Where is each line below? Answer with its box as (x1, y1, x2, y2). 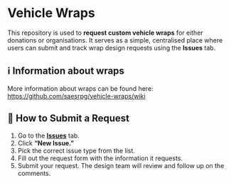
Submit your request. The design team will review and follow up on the (17, 161, 225, 170)
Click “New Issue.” (17, 138, 75, 147)
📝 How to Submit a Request (7, 112, 130, 125)
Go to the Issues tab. (17, 131, 80, 140)
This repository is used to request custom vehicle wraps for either (7, 28, 204, 37)
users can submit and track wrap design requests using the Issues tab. (7, 43, 216, 52)
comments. (17, 169, 51, 177)
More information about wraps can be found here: (7, 84, 154, 93)
